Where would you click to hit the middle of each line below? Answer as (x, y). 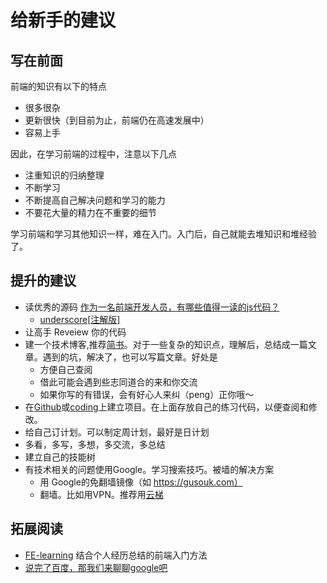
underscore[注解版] (80, 319)
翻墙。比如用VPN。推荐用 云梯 (101, 494)
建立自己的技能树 (60, 457)
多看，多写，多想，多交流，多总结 (95, 444)
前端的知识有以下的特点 (58, 86)
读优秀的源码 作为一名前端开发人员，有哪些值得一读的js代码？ (152, 307)
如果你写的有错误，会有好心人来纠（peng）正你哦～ (147, 394)
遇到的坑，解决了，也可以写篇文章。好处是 (130, 357)
